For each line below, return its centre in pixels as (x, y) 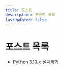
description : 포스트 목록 (30, 15)
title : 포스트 (19, 10)
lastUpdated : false (26, 20)
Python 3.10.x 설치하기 (36, 62)
